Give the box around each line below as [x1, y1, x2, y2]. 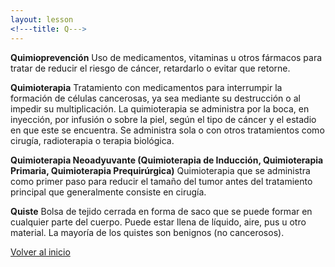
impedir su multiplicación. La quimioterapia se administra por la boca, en [10, 102, 310, 115]
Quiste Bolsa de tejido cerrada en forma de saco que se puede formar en [10, 205, 313, 217]
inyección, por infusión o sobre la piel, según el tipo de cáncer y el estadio [10, 113, 317, 125]
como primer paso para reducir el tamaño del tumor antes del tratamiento [10, 175, 313, 187]
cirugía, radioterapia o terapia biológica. [10, 134, 175, 146]
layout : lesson [10, 14, 74, 25]
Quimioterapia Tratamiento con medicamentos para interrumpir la [10, 81, 283, 93]
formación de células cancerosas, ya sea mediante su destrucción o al [10, 92, 301, 104]
